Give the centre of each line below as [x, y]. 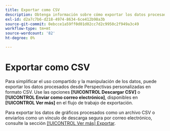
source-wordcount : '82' [30, 33]
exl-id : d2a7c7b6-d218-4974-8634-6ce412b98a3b [55, 19]
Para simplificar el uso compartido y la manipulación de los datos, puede [81, 81]
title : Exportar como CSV [32, 10]
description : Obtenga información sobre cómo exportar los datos [75, 15]
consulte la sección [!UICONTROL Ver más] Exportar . [60, 123]
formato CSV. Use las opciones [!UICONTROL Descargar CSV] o [73, 92]
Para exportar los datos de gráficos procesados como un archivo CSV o [80, 112]
